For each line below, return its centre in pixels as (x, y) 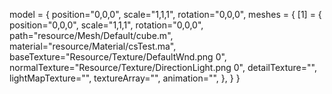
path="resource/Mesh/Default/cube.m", (91, 35)
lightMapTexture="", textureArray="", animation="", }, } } (125, 78)
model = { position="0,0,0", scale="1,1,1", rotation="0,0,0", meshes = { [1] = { (165, 14)
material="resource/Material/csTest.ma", (93, 46)
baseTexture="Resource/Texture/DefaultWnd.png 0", (118, 57)
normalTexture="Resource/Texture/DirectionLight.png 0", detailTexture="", (163, 67)
